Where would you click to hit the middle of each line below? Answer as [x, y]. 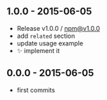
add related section [46, 36]
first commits [36, 90]
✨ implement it [38, 50]
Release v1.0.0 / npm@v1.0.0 [58, 28]
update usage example [50, 43]
